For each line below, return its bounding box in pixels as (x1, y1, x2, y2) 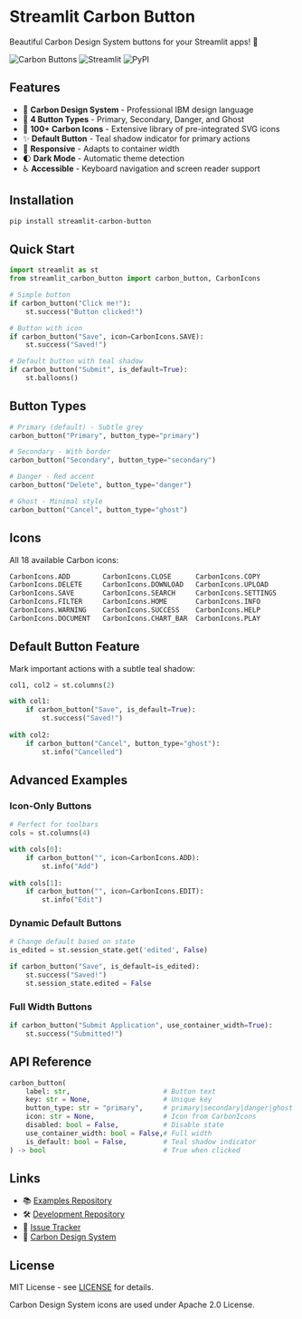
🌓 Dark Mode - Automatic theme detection (22, 152, 185, 164)
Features (9, 80, 61, 96)
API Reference (9, 1055, 92, 1070)
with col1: (9, 697, 51, 706)
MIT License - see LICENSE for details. (9, 1282, 154, 1293)
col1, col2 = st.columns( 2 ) (9, 681, 116, 690)
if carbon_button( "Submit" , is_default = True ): (9, 365, 188, 375)
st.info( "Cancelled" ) (42, 747, 124, 757)
